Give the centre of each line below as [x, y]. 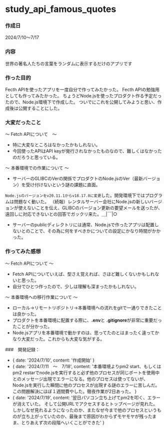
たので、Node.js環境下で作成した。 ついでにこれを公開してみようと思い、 [81, 102]
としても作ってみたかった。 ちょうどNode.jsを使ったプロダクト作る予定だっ [83, 96]
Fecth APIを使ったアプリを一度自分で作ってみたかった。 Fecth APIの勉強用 [82, 90]
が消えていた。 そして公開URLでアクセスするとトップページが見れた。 [85, 404]
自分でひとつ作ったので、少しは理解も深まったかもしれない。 [75, 286]
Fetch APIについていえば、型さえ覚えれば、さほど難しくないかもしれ [83, 274]
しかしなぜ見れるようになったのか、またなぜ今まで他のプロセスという [85, 410]
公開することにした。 [40, 108]
